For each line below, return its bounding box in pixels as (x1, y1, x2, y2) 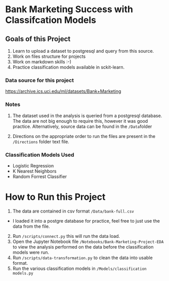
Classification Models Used (5, 151, 74, 158)
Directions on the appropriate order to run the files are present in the (12, 133, 156, 139)
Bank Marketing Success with (5, 4, 133, 15)
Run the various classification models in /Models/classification (12, 265, 147, 271)
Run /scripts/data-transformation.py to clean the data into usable (12, 255, 153, 261)
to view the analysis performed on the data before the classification (12, 243, 154, 250)
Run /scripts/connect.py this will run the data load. (12, 233, 120, 239)
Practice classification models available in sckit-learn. (12, 64, 125, 70)
